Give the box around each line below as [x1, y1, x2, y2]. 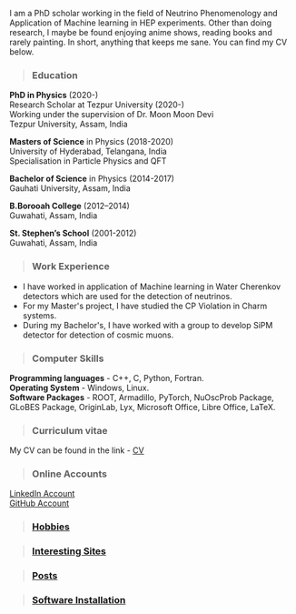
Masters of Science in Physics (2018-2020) [9, 136, 174, 147]
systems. [22, 309, 57, 321]
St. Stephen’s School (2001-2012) [9, 227, 137, 239]
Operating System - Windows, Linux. [9, 382, 150, 393]
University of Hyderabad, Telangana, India [9, 146, 168, 157]
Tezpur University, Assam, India [9, 118, 129, 130]
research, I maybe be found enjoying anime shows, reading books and [9, 27, 272, 37]
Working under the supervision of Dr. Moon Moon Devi [9, 109, 214, 120]
